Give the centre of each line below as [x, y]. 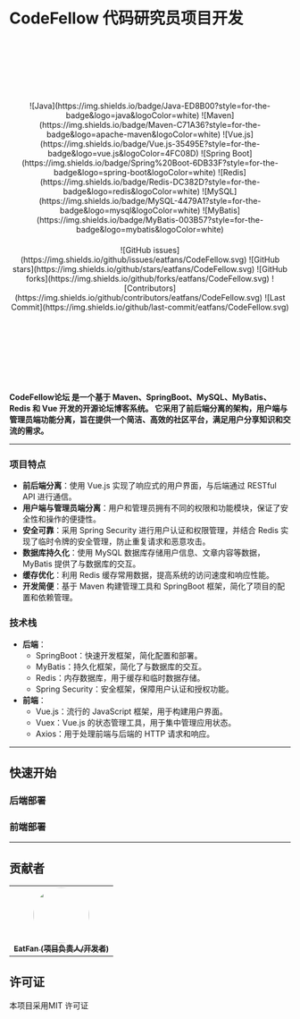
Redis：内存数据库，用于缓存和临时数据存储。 [120, 677]
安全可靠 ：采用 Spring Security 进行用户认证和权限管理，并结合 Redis [150, 531]
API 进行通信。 [50, 497]
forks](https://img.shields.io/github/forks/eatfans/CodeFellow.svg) [148, 278]
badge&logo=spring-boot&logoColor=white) [134, 172]
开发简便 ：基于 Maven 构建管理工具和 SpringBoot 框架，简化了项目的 [150, 586]
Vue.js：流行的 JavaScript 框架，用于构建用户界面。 [131, 711]
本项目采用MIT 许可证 [49, 1005]
